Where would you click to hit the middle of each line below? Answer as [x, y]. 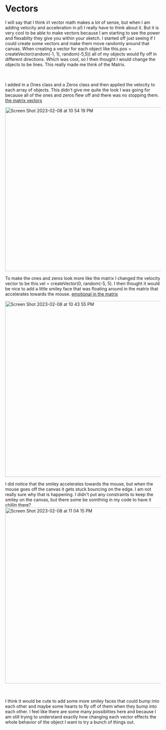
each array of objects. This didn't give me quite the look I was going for [78, 90]
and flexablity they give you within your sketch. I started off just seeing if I [80, 38]
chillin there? [18, 505]
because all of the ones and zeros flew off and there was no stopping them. [82, 95]
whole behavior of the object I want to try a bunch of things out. [70, 722]
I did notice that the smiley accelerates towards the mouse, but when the [79, 484]
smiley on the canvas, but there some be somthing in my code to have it [78, 500]
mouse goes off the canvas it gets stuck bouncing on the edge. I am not [78, 489]
